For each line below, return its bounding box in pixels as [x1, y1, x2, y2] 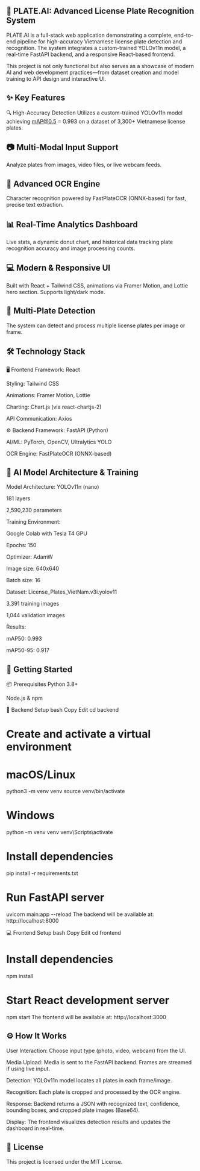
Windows [6, 809, 55, 823]
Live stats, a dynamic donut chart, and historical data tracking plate [6, 239, 173, 246]
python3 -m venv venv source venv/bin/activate [6, 788, 125, 795]
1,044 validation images [6, 612, 65, 619]
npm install [6, 973, 34, 979]
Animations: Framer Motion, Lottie [6, 391, 90, 398]
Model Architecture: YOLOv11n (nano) [6, 483, 99, 491]
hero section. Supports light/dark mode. [6, 288, 105, 295]
